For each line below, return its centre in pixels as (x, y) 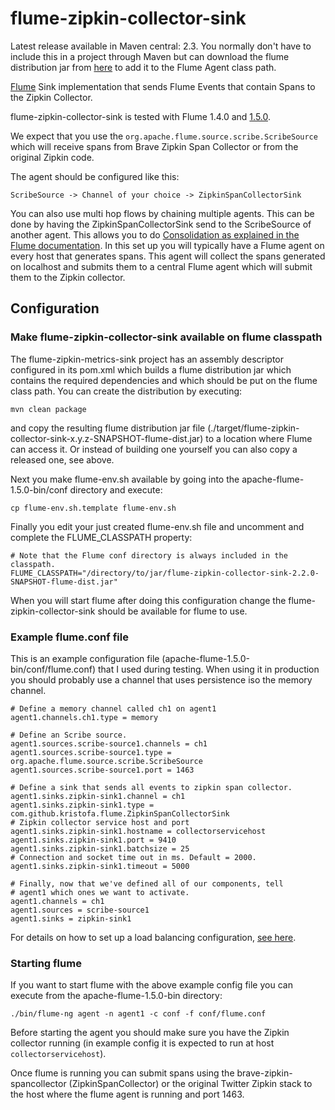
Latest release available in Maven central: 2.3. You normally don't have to (161, 46)
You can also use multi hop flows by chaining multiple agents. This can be (162, 213)
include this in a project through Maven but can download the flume (150, 56)
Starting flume (46, 963)
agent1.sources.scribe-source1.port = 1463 (102, 770)
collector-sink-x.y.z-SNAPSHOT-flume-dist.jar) (107, 438)
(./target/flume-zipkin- (253, 428)
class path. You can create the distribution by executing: (126, 391)
